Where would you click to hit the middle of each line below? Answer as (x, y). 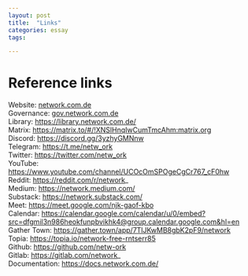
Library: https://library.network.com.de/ (72, 122)
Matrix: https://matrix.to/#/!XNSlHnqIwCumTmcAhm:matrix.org (110, 130)
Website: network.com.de (50, 105)
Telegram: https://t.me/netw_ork (60, 147)
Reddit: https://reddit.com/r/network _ (68, 180)
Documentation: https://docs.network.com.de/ (83, 263)
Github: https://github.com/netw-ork (67, 247)
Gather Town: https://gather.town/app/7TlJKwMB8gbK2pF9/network (119, 230)
